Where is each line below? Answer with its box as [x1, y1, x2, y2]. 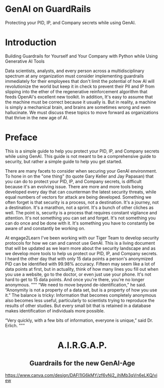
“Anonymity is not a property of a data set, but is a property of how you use [5, 287, 158, 293]
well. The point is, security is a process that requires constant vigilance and [5, 209, 158, 215]
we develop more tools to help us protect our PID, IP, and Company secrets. [5, 250, 158, 256]
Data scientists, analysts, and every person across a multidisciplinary [5, 68, 144, 74]
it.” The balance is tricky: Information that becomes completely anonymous [5, 292, 157, 298]
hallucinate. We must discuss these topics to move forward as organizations [5, 109, 159, 115]
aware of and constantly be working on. [5, 225, 86, 231]
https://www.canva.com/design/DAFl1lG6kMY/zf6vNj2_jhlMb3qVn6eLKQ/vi [5, 372, 158, 378]
